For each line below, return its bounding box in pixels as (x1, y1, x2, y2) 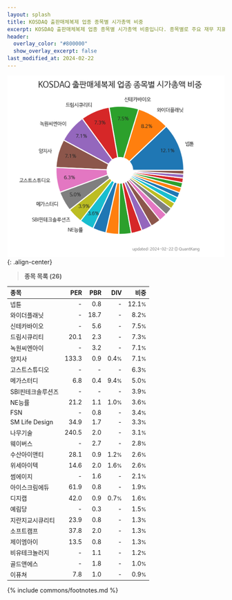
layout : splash (7, 11, 51, 18)
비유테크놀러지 (10, 549, 50, 557)
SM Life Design (10, 418, 54, 426)
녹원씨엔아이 (10, 343, 44, 352)
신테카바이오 (10, 322, 44, 330)
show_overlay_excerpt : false (13, 48, 97, 55)
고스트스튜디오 (10, 365, 50, 374)
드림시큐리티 (10, 333, 44, 341)
